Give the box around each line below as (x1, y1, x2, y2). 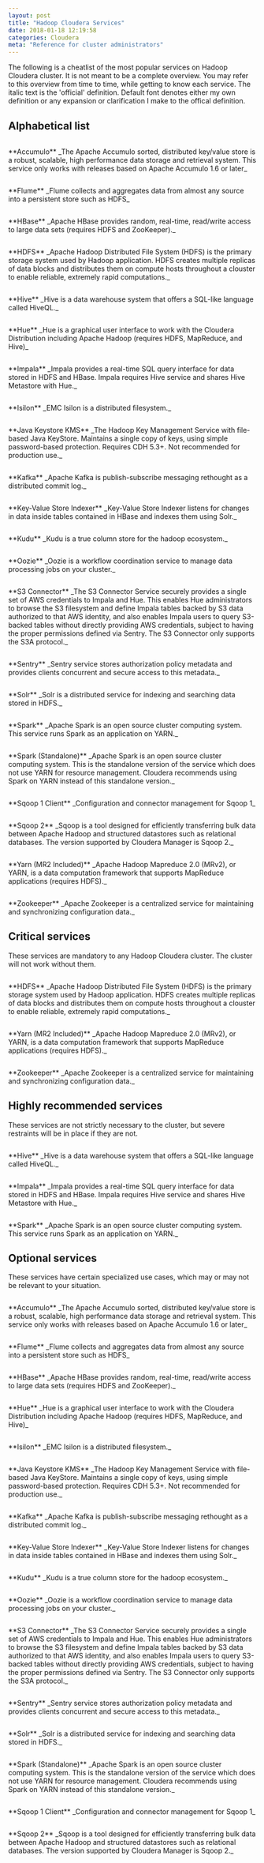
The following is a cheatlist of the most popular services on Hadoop (8, 62, 229, 72)
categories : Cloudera (8, 33, 80, 42)
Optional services (8, 1251, 97, 1264)
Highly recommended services (8, 1099, 163, 1113)
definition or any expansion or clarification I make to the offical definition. (8, 96, 246, 106)
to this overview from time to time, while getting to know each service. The (8, 80, 251, 89)
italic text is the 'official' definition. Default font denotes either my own (8, 88, 236, 97)
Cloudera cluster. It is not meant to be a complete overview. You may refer (8, 71, 249, 81)
